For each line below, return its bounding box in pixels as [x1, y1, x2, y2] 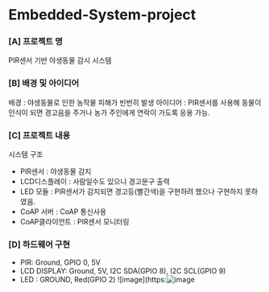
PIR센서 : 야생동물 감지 [19, 167, 92, 176]
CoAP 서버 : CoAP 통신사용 [19, 207, 107, 216]
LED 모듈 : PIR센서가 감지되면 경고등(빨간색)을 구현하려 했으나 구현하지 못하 [19, 187, 259, 196]
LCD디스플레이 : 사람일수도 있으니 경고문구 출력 [19, 177, 171, 187]
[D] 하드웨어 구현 [8, 239, 71, 250]
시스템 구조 [8, 150, 43, 159]
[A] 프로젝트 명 [8, 36, 63, 47]
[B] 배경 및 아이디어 [8, 78, 80, 89]
